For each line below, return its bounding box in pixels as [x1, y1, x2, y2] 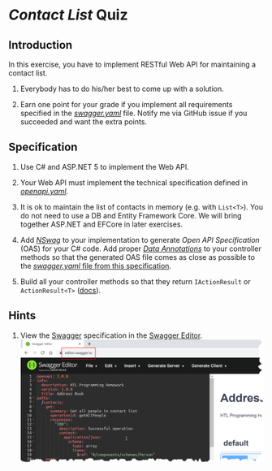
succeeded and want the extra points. [19, 117, 148, 127]
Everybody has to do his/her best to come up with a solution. [19, 84, 225, 93]
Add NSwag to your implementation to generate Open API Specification [19, 235, 260, 244]
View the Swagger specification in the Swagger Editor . [19, 331, 203, 340]
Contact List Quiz [8, 6, 128, 24]
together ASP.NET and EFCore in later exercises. [19, 219, 183, 229]
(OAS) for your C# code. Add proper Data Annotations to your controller [19, 244, 261, 253]
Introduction [8, 38, 73, 52]
